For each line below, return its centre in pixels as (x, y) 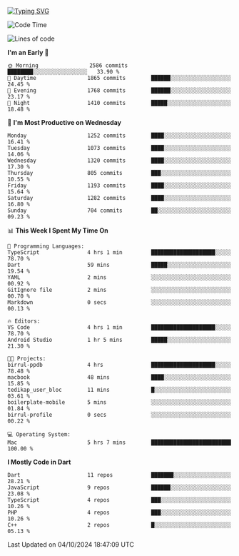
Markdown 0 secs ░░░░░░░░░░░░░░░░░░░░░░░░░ (119, 303)
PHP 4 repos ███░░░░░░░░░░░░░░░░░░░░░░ (119, 512)
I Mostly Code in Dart (39, 462)
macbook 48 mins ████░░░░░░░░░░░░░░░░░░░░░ (119, 378)
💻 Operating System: (39, 435)
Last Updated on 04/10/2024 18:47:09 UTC (71, 545)
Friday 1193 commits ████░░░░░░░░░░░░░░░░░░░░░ (119, 186)
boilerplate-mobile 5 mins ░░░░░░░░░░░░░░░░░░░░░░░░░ (119, 403)
